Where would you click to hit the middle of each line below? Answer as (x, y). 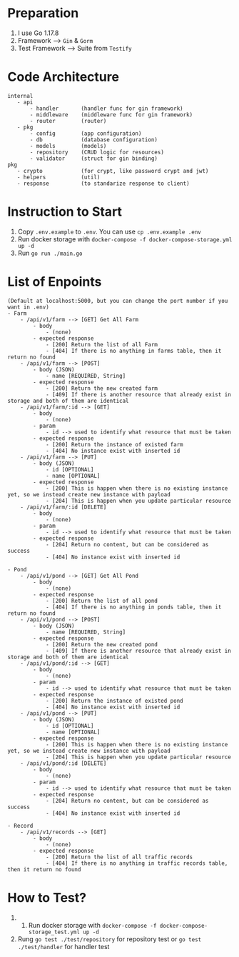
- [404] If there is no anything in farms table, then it (133, 351)
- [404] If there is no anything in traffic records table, (137, 863)
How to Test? (47, 897)
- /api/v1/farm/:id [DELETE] (63, 507)
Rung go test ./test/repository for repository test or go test (110, 939)
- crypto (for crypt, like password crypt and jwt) (113, 171)
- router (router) (68, 121)
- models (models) (68, 146)
